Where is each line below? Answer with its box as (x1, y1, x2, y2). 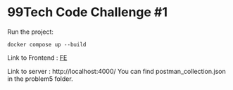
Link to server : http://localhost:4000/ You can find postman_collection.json (7, 67, 227, 75)
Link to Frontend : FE (7, 53, 68, 62)
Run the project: (7, 27, 54, 36)
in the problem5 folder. (7, 75, 73, 83)
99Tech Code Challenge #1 (7, 4, 168, 20)
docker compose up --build (7, 41, 87, 48)
